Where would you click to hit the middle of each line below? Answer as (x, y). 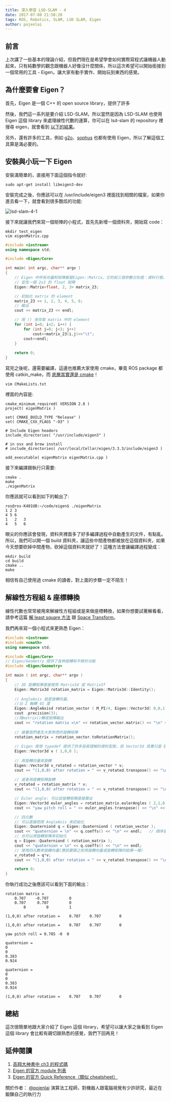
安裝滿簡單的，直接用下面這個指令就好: (46, 175)
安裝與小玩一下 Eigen (39, 162)
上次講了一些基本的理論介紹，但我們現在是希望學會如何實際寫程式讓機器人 (83, 60)
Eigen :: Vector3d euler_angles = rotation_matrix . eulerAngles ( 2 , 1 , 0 (90, 803)
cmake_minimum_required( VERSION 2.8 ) (48, 404)
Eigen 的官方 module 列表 (39, 1070)
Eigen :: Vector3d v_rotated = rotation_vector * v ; (69, 765)
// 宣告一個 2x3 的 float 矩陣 (45, 282)
